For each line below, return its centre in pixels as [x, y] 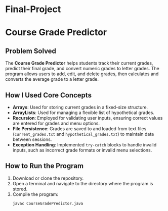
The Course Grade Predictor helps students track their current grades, [79, 63]
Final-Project [33, 9]
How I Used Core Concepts [49, 95]
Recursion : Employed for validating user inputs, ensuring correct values [88, 118]
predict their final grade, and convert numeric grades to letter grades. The [82, 69]
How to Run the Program [45, 166]
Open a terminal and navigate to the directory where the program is [83, 183]
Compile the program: [35, 194]
